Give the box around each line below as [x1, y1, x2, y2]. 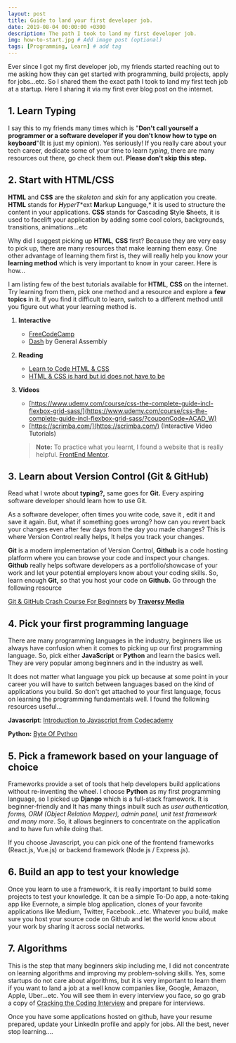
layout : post [8, 10, 46, 18]
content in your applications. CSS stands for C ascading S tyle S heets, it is [8, 208, 221, 216]
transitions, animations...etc [8, 222, 88, 231]
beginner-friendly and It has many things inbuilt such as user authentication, [8, 802, 230, 811]
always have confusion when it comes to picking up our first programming [8, 644, 223, 652]
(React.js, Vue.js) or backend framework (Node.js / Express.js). [8, 846, 190, 854]
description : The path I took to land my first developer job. [8, 30, 197, 37]
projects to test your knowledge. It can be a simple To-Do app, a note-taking [8, 892, 229, 901]
